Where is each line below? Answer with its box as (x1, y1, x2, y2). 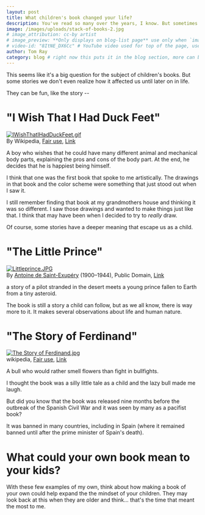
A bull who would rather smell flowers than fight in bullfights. (6, 368, 159, 375)
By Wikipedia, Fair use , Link (6, 137, 76, 144)
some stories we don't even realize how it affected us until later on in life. (6, 77, 190, 85)
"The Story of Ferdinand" (6, 329, 138, 343)
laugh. (6, 386, 23, 393)
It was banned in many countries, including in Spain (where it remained (6, 422, 185, 430)
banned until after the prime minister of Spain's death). (6, 429, 145, 436)
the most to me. (6, 503, 46, 510)
